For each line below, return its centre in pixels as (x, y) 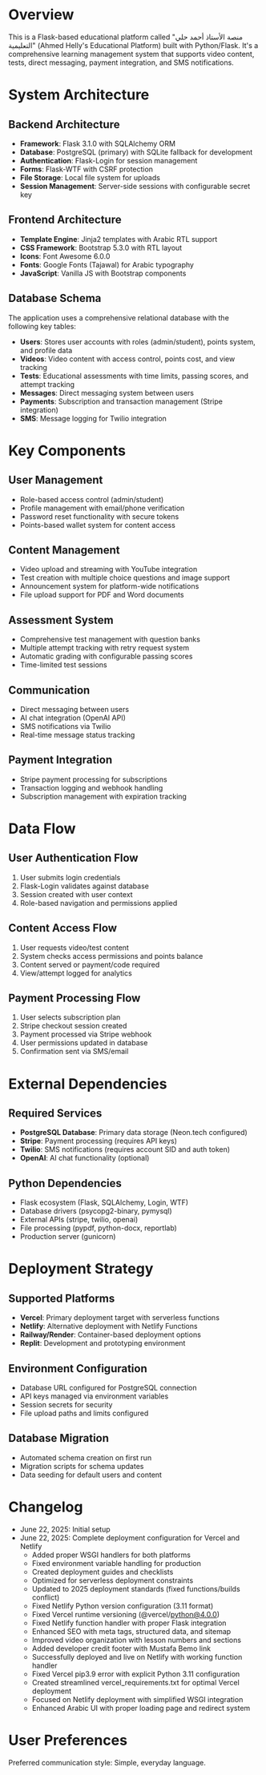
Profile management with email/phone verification (102, 508)
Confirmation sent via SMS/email (74, 1052)
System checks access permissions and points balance (111, 956)
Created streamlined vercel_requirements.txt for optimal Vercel (136, 1682)
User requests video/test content (75, 948)
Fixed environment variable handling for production (117, 1563)
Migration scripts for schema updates (82, 1466)
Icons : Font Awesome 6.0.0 (65, 256)
